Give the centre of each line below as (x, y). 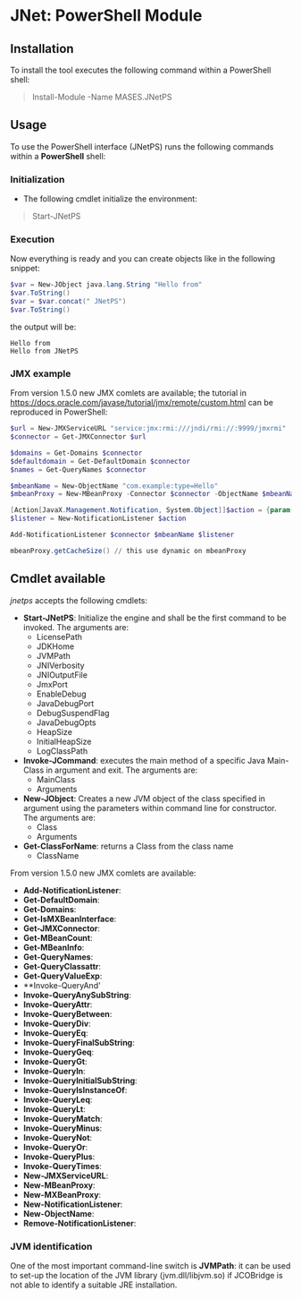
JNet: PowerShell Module (106, 16)
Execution (33, 240)
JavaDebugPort (65, 703)
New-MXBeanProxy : (62, 1194)
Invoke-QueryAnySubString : (77, 995)
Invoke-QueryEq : (55, 1033)
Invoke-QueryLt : (54, 1109)
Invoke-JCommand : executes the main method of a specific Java (144, 760)
